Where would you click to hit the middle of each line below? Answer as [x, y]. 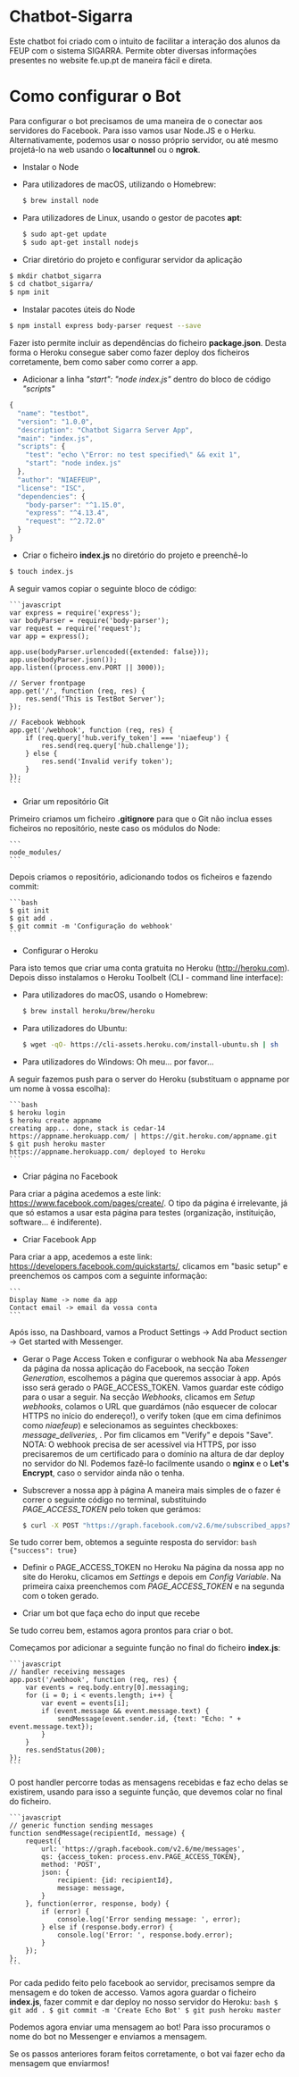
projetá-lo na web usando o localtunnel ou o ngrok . [105, 149]
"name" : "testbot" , [54, 413]
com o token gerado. [61, 1596]
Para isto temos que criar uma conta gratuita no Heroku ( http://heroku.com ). [149, 968]
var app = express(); [50, 636]
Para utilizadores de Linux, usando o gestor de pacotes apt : [132, 217]
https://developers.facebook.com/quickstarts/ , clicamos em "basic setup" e [149, 1266]
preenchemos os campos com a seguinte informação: [108, 1275]
